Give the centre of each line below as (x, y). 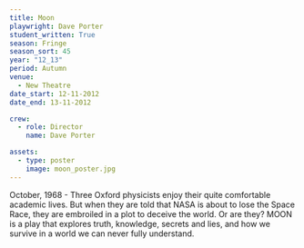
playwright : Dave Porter (56, 26)
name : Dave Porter (61, 136)
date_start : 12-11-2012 (55, 94)
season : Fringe (38, 43)
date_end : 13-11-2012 (51, 102)
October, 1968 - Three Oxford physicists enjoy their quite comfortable (140, 194)
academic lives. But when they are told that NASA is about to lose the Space (152, 204)
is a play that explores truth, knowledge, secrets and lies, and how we (140, 223)
